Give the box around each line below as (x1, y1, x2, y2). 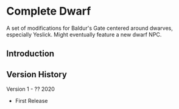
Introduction (6, 49, 55, 59)
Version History (6, 69, 67, 80)
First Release (15, 97, 48, 105)
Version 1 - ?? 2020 (6, 85, 55, 93)
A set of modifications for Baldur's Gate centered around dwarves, (6, 24, 174, 32)
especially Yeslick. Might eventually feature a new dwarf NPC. (6, 30, 162, 38)
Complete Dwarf (6, 4, 91, 18)
